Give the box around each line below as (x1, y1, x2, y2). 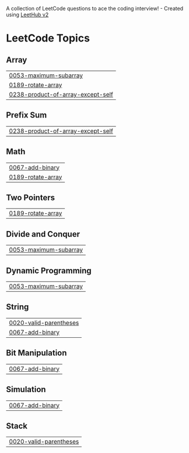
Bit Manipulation (6, 348, 67, 358)
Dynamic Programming (6, 265, 92, 275)
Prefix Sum (6, 110, 47, 120)
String (6, 302, 29, 312)
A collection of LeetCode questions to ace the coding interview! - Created (6, 5, 184, 12)
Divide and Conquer (6, 229, 80, 239)
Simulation (6, 385, 46, 395)
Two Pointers (6, 193, 55, 203)
